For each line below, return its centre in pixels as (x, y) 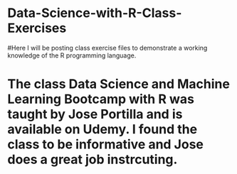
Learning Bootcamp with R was (101, 99)
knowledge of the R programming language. (72, 55)
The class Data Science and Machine (118, 84)
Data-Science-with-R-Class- (95, 13)
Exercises (37, 28)
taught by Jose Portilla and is (95, 114)
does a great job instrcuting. (93, 159)
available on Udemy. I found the (102, 130)
